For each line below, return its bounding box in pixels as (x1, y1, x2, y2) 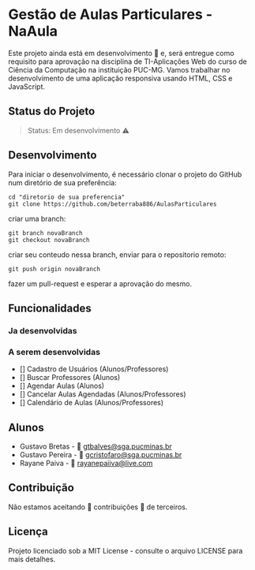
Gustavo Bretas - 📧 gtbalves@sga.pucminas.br (19, 441, 172, 451)
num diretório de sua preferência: (8, 177, 117, 187)
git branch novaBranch (8, 229, 83, 237)
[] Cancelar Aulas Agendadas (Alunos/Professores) (19, 389, 187, 399)
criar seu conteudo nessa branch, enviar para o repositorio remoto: (8, 250, 227, 259)
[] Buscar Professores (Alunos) (19, 373, 121, 382)
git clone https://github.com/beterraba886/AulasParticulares (8, 199, 217, 208)
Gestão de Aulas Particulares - (8, 6, 213, 24)
